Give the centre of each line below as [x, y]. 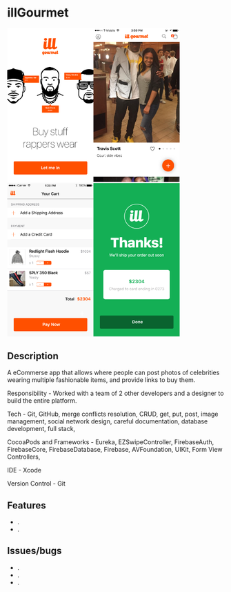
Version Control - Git [36, 484]
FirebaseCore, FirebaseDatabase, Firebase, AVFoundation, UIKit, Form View [115, 450]
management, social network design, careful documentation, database [108, 421]
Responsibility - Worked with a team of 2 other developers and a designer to [115, 393]
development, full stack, [41, 429]
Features [27, 505]
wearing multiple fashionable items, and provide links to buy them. [101, 380]
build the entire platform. [42, 401]
